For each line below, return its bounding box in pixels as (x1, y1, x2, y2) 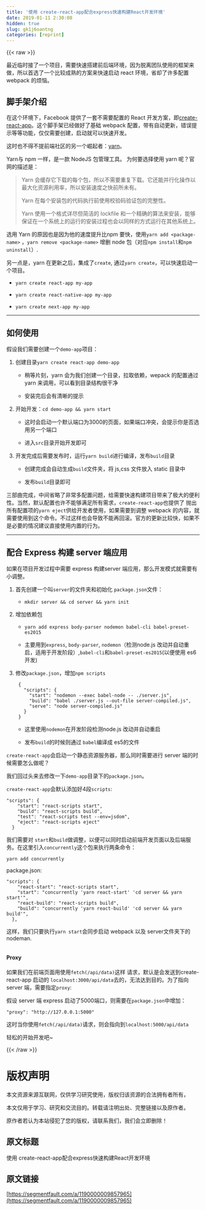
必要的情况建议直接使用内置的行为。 (11, 521, 103, 529)
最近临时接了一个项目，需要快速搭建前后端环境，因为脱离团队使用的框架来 (6, 61, 194, 69)
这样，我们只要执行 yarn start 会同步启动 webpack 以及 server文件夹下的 (6, 927, 191, 935)
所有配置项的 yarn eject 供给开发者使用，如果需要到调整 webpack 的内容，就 (6, 506, 200, 513)
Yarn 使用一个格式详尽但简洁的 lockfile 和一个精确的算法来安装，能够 (21, 209, 196, 217)
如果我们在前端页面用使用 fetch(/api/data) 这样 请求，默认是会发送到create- (6, 968, 199, 975)
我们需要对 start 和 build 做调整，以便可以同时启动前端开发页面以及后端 (6, 836, 186, 843)
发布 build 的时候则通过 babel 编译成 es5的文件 (24, 738, 140, 746)
